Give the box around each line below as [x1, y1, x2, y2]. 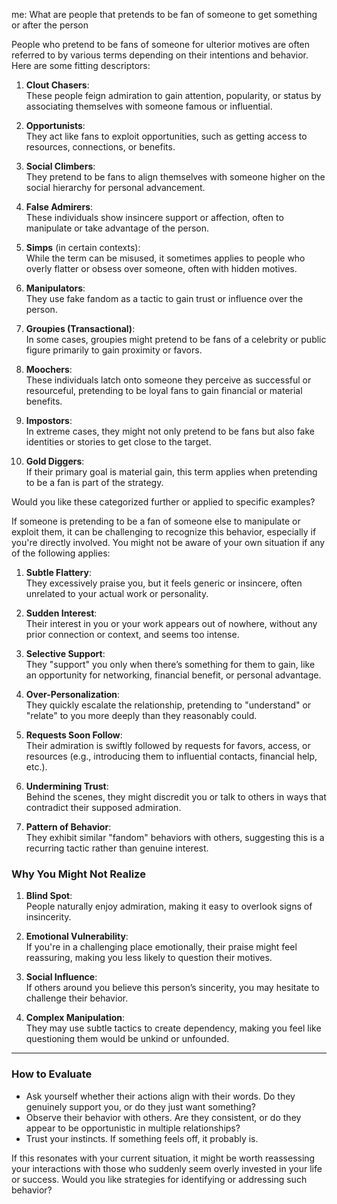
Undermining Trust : [25, 780, 109, 792]
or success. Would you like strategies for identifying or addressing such [11, 1173, 308, 1185]
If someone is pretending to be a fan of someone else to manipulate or [11, 515, 301, 527]
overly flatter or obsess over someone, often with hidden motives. [25, 263, 298, 274]
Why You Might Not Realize [11, 867, 146, 881]
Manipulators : [25, 282, 86, 294]
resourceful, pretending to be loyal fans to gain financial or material [25, 385, 303, 396]
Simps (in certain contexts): [25, 242, 141, 253]
